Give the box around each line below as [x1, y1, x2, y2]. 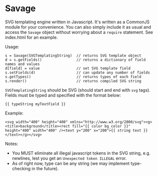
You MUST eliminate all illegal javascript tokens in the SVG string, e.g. [12, 150, 151, 156]
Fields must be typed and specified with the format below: [5, 92, 121, 98]
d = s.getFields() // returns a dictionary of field [5, 57, 146, 62]
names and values [5, 62, 40, 66]
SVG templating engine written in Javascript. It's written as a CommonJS [5, 19, 150, 25]
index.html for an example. [5, 34, 58, 40]
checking [12, 165, 31, 171]
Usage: [5, 44, 19, 49]
